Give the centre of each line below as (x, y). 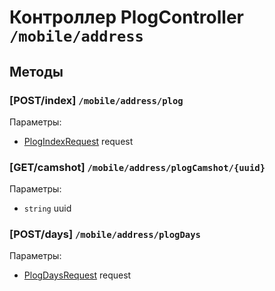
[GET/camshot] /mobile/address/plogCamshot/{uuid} (137, 167)
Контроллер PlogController (127, 17)
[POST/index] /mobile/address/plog (96, 100)
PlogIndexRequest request (78, 141)
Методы (36, 71)
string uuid (47, 208)
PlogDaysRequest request (77, 275)
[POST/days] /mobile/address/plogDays (105, 234)
